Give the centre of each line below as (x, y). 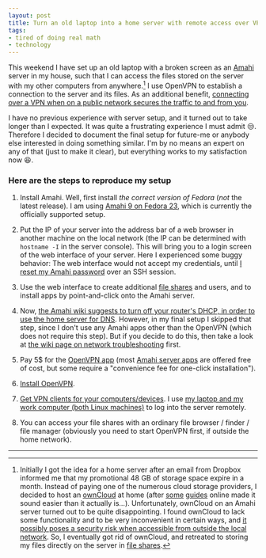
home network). (46, 439)
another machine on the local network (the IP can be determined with (133, 238)
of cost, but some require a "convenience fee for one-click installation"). (137, 368)
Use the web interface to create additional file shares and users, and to (135, 287)
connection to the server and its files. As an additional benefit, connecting (129, 94)
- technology (30, 45)
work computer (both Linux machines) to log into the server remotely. (133, 408)
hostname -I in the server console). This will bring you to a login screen (135, 247)
